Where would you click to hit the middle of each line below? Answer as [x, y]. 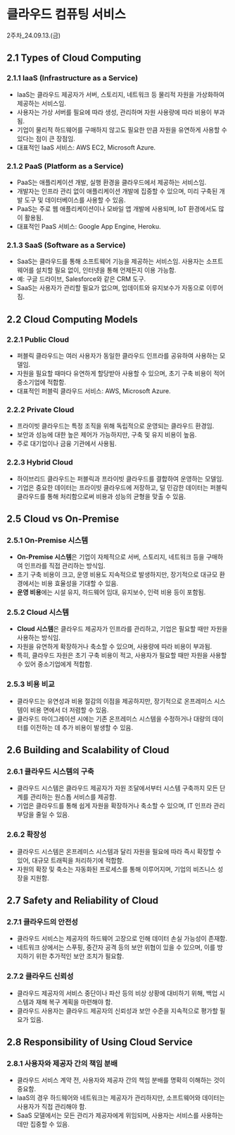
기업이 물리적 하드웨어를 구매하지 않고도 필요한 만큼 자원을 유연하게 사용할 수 [122, 130]
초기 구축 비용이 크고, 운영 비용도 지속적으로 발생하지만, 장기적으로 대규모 [117, 575]
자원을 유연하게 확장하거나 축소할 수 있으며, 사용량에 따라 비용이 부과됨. [114, 647]
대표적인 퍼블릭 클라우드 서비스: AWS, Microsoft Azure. [94, 391]
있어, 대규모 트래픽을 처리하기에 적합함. [70, 860]
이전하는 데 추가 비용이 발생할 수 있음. [82, 727]
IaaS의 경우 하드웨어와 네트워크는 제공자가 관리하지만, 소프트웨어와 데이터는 [121, 1098]
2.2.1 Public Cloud [38, 340]
